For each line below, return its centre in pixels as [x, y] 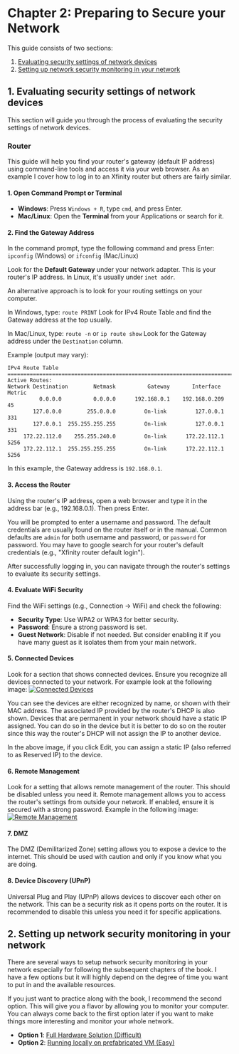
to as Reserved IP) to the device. [55, 755]
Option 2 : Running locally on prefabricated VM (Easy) [96, 1043]
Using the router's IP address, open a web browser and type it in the [107, 500]
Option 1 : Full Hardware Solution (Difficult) [80, 1035]
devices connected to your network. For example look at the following [110, 682]
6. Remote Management [43, 771]
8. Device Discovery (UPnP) [49, 881]
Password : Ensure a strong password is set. [82, 627]
